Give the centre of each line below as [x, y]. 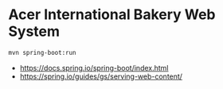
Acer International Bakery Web [112, 15]
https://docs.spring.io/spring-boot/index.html [94, 68]
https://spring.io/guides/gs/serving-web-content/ [101, 76]
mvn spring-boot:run [43, 52]
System [34, 31]
